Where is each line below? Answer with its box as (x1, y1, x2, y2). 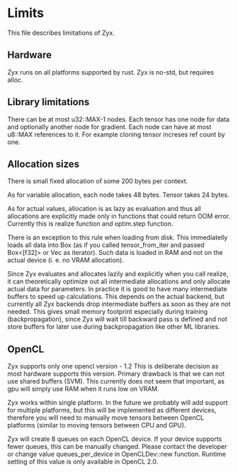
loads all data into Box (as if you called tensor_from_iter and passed (7, 241, 205, 249)
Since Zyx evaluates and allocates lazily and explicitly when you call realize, (7, 270, 229, 278)
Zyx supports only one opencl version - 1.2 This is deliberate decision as (7, 362, 219, 371)
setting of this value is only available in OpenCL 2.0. (7, 457, 159, 466)
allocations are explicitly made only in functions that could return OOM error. (7, 212, 231, 221)
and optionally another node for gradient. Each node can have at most (7, 122, 212, 131)
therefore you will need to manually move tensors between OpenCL (7, 413, 204, 422)
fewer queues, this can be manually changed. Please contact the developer (7, 442, 228, 451)
